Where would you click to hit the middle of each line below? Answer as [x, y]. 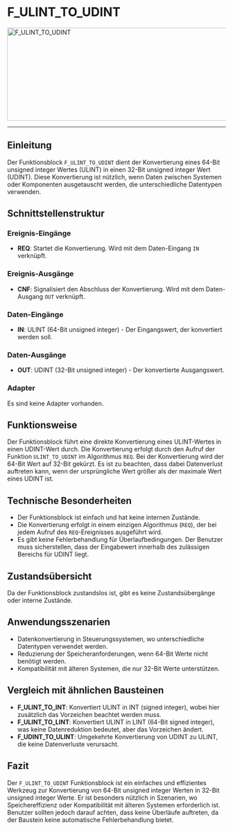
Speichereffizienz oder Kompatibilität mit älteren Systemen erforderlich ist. [114, 805]
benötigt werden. [42, 661]
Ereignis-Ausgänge [41, 274]
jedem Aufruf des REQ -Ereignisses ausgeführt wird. [90, 532]
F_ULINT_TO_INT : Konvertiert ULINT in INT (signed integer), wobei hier [118, 707]
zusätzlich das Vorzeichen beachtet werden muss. [89, 714]
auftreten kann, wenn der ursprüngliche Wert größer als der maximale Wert [114, 471]
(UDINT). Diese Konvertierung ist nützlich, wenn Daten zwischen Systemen [114, 177]
